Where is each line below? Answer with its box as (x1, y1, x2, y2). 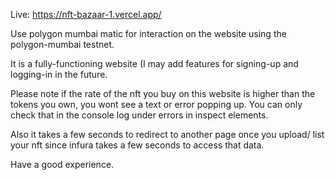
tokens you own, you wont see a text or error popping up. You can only (10, 99, 303, 110)
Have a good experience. (10, 159, 115, 170)
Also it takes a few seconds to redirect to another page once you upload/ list (10, 129, 325, 140)
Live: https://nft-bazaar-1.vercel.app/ (10, 9, 162, 20)
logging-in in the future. (10, 69, 108, 80)
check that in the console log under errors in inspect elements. (10, 109, 269, 121)
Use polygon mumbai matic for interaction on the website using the (10, 28, 287, 39)
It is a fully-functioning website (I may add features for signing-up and (10, 58, 299, 69)
